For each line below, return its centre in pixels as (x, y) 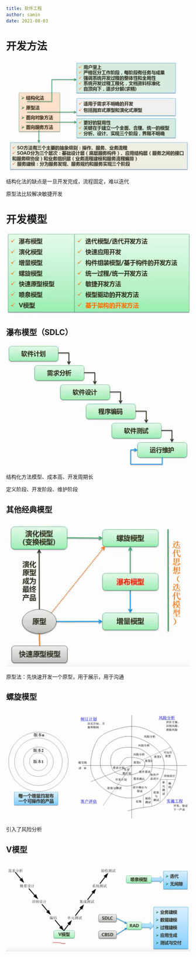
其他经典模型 (29, 509)
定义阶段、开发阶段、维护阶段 (42, 489)
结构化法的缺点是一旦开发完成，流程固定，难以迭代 (68, 181)
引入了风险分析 (24, 829)
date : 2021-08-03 (27, 21)
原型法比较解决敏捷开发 (34, 194)
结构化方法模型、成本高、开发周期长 (50, 477)
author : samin (23, 15)
